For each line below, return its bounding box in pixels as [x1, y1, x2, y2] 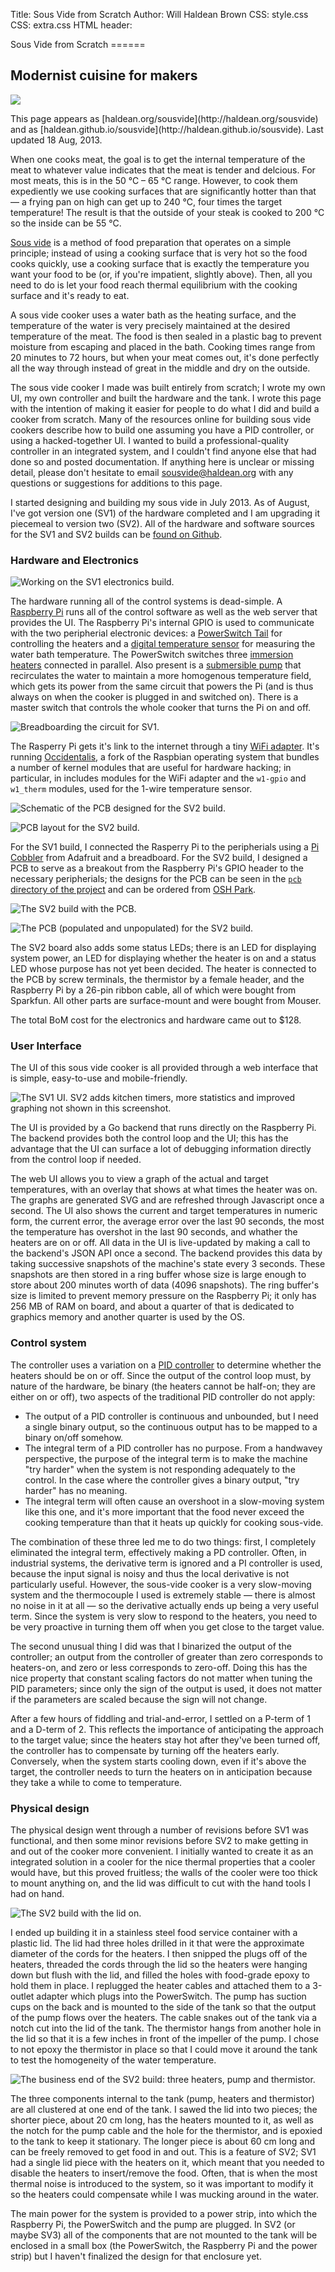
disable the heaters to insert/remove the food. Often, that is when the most [10, 2167, 318, 2179]
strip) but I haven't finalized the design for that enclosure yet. [10, 2250, 262, 2262]
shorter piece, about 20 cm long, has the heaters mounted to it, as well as [10, 2114, 314, 2126]
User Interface [10, 1039, 82, 1053]
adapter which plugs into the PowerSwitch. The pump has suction [36, 1990, 307, 2002]
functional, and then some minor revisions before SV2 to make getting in [10, 1835, 309, 1846]
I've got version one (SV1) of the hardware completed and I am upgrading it [10, 507, 321, 519]
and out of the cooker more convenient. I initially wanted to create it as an [10, 1845, 314, 1857]
